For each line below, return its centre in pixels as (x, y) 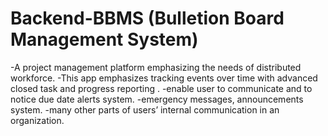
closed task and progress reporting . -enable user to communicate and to (161, 88)
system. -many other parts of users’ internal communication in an (145, 109)
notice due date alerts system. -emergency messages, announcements (157, 99)
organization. (37, 120)
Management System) (104, 39)
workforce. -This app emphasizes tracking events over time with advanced (164, 78)
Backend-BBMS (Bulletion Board (147, 18)
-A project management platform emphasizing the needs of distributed (156, 67)
